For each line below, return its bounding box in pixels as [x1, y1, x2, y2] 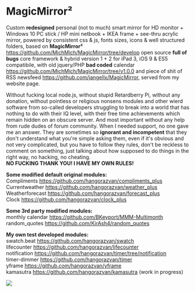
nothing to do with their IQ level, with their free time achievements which [6, 110, 180, 117]
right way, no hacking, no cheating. [6, 153, 91, 160]
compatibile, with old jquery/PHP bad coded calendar [6, 61, 135, 68]
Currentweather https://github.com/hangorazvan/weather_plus [6, 183, 158, 190]
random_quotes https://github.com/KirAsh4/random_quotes [6, 219, 150, 226]
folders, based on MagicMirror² [6, 43, 83, 50]
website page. [6, 80, 40, 87]
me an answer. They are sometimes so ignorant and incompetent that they [6, 128, 187, 136]
